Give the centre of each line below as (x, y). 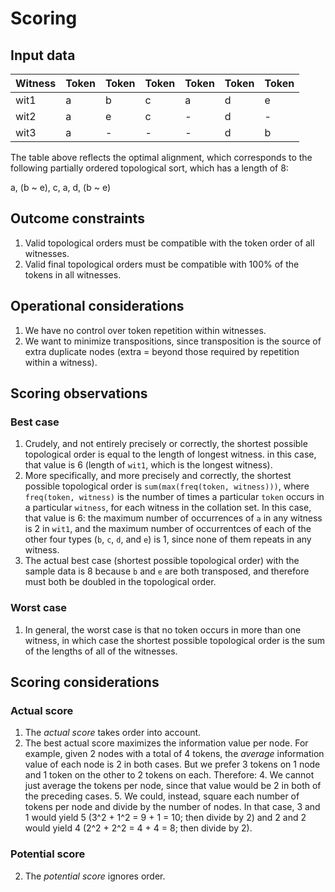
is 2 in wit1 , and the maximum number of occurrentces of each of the (168, 529)
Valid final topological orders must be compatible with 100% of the (162, 264)
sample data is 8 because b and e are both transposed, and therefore (167, 571)
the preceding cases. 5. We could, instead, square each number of (162, 796)
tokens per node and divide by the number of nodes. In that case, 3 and (172, 807)
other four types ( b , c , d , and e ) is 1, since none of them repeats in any (168, 539)
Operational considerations (97, 306)
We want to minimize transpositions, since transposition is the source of (173, 341)
